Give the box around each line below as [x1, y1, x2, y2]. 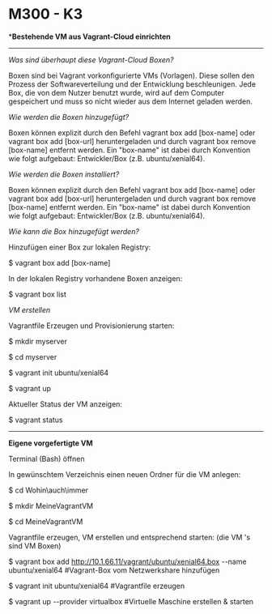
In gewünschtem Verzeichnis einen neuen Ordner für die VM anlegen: [8, 469, 241, 479]
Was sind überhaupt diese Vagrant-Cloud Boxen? [8, 54, 174, 65]
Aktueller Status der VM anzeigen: [8, 399, 123, 409]
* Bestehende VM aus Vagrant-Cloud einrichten [8, 32, 172, 41]
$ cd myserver [8, 352, 57, 361]
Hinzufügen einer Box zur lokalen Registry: [8, 242, 151, 252]
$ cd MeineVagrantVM [8, 516, 83, 527]
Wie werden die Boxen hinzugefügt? [8, 112, 130, 122]
